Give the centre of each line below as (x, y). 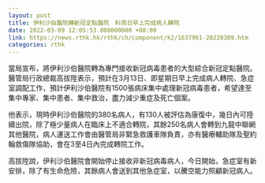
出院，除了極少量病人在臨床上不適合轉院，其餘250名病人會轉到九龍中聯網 (135, 125)
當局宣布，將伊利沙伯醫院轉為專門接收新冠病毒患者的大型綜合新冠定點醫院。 (132, 69)
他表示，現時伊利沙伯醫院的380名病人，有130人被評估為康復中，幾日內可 (127, 114)
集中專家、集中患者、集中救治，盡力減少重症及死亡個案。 (101, 98)
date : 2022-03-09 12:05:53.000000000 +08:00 (82, 30)
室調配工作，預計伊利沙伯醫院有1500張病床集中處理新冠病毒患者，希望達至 (130, 88)
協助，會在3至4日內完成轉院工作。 (91, 144)
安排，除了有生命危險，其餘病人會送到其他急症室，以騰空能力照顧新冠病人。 (132, 171)
